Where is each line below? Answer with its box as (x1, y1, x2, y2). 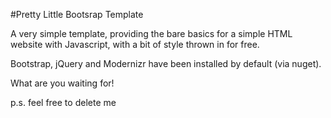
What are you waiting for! (10, 77, 115, 89)
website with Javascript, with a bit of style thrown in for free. (10, 39, 260, 50)
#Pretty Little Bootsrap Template (10, 9, 144, 20)
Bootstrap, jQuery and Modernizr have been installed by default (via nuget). (10, 58, 322, 69)
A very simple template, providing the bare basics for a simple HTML (10, 28, 293, 39)
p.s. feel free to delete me (10, 97, 117, 108)
